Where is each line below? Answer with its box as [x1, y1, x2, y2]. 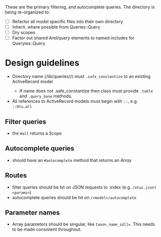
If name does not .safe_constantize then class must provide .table [19, 88, 153, 94]
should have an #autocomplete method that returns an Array [12, 157, 132, 163]
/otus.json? [132, 185, 157, 190]
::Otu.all [12, 104, 33, 110]
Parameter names [5, 208, 60, 217]
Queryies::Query [12, 41, 45, 47]
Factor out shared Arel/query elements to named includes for [12, 35, 135, 41]
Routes [5, 172, 27, 180]
